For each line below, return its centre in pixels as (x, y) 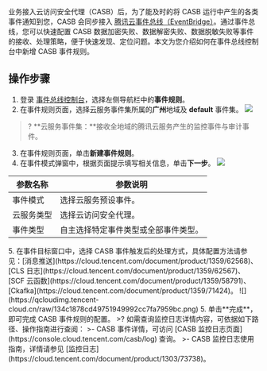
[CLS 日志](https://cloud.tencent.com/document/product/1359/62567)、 (126, 271)
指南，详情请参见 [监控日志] (54, 349)
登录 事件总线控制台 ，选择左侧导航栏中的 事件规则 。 (104, 99)
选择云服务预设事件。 (100, 199)
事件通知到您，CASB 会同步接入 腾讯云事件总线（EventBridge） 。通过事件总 (132, 21)
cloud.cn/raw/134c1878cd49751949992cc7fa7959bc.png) (103, 309)
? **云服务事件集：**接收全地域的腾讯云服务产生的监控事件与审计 (135, 126)
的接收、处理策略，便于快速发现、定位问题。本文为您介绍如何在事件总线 (126, 41)
